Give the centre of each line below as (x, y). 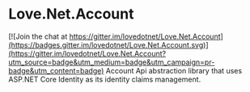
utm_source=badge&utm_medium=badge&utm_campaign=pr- (112, 62)
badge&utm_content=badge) (56, 70)
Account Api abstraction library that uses (174, 70)
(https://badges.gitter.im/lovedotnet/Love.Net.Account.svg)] (108, 44)
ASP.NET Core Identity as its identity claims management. (105, 79)
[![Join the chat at (38, 36)
